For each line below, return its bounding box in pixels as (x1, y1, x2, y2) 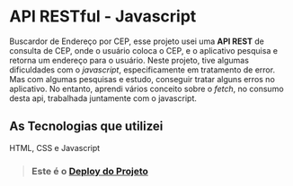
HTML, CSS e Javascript (9, 142, 101, 153)
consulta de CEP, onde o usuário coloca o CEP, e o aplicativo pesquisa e (9, 45, 279, 55)
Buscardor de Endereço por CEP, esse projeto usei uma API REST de (9, 36, 265, 46)
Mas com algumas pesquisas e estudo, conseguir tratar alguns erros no (9, 73, 276, 84)
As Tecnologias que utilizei (9, 119, 164, 134)
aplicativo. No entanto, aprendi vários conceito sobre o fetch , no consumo (9, 83, 285, 94)
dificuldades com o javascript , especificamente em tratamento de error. (9, 64, 276, 75)
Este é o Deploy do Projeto (31, 165, 148, 177)
